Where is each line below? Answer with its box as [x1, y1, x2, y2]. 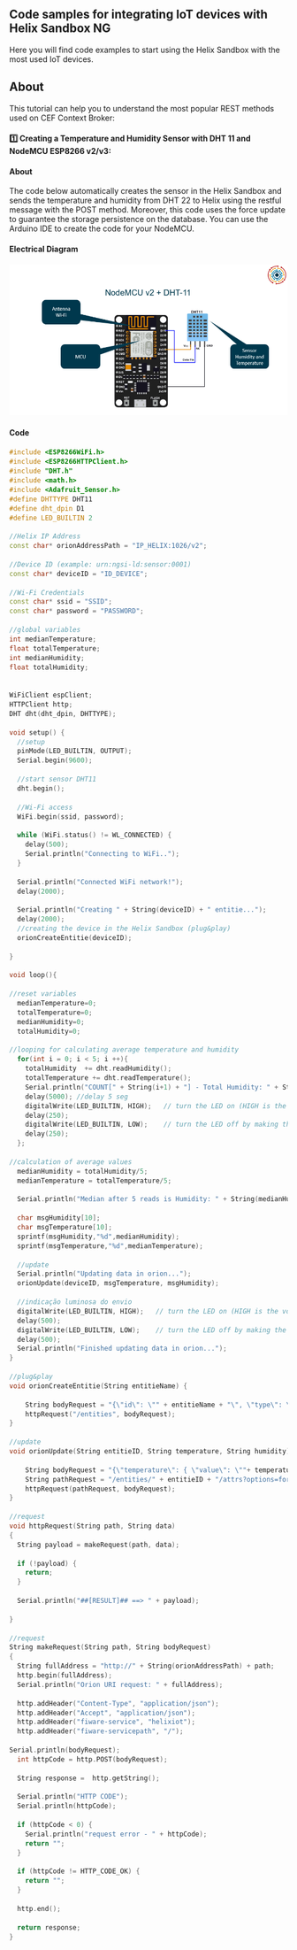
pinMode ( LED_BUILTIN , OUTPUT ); [17, 747, 133, 756]
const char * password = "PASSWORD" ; [9, 606, 144, 616]
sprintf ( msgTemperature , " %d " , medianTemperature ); [17, 1241, 203, 1251]
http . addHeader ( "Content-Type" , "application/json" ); [17, 1699, 219, 1707]
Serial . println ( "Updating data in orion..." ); [17, 1269, 192, 1278]
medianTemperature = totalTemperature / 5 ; [17, 1176, 172, 1185]
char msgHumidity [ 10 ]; [17, 1214, 101, 1222]
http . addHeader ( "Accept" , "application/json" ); [17, 1708, 196, 1717]
